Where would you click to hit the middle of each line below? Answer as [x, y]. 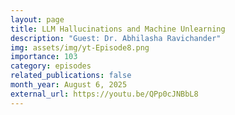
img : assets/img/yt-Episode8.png [80, 47]
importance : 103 [44, 57]
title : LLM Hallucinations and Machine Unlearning [118, 29]
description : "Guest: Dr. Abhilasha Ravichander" [116, 38]
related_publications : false [71, 76]
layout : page [37, 19]
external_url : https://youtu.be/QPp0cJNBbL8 [104, 94]
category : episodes [51, 66]
